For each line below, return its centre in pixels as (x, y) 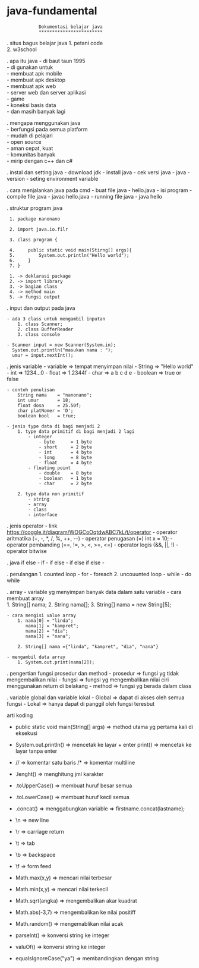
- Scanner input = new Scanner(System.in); (61, 345)
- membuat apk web (31, 86)
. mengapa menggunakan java (44, 122)
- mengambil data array (36, 657)
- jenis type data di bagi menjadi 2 (53, 426)
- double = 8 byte (65, 473)
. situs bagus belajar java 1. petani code (55, 43)
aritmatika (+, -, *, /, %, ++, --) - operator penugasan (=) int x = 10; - (90, 538)
